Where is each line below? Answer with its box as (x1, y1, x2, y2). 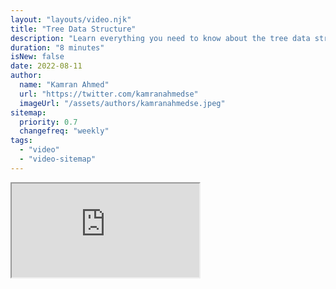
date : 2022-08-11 (10, 61, 83, 71)
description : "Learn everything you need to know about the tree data (10, 33, 311, 43)
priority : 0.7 (19, 117, 78, 127)
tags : (10, 136, 33, 146)
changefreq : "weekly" (19, 126, 110, 136)
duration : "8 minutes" (10, 42, 105, 53)
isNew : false (10, 52, 65, 62)
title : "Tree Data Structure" (10, 24, 137, 34)
